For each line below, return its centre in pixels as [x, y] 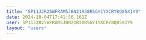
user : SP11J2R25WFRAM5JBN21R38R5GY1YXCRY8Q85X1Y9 [70, 22]
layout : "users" [26, 28]
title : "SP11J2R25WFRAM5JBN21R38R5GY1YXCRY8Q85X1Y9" [74, 11]
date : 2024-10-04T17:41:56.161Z [47, 17]
